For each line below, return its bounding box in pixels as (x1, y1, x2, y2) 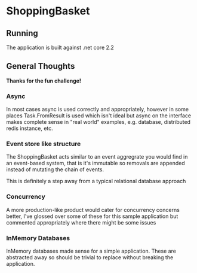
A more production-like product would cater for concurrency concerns (6, 206, 180, 213)
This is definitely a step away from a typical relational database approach (6, 178, 186, 185)
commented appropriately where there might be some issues (6, 219, 156, 226)
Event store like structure (6, 139, 81, 148)
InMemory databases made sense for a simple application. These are (6, 247, 176, 254)
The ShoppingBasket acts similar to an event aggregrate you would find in (6, 153, 188, 160)
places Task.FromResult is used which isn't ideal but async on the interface (6, 112, 192, 119)
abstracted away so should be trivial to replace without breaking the (6, 254, 174, 261)
